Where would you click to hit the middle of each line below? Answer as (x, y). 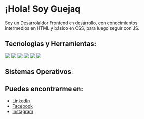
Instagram (23, 111)
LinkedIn (21, 101)
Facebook (23, 106)
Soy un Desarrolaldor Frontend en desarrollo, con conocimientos (71, 23)
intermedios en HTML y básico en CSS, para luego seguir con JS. (72, 28)
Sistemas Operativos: (39, 72)
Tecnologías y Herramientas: (51, 44)
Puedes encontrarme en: (44, 89)
